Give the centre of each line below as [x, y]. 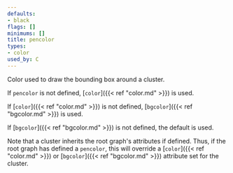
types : [17, 46]
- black [19, 20]
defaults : [22, 14]
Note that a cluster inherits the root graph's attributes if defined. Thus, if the [116, 141]
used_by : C [23, 60]
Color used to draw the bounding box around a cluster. [86, 79]
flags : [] [22, 27]
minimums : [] [26, 33]
